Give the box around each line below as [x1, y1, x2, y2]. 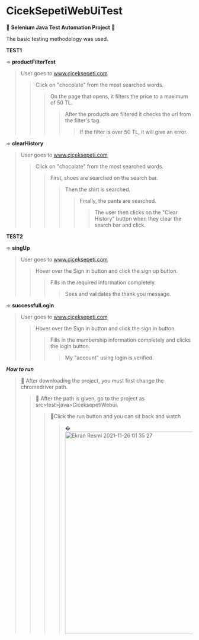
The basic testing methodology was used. [6, 35, 108, 42]
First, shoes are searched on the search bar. [50, 174, 158, 182]
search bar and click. [94, 221, 146, 228]
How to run [6, 365, 34, 372]
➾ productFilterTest [6, 58, 56, 65]
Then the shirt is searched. [65, 186, 131, 193]
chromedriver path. [20, 383, 68, 390]
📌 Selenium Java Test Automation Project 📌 [6, 24, 115, 31]
